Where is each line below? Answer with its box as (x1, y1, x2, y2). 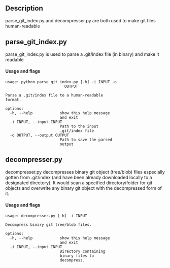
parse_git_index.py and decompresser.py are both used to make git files (5, 17, 156, 23)
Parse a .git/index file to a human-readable (5, 92, 103, 98)
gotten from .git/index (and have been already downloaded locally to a (5, 174, 152, 180)
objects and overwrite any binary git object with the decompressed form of (5, 185, 162, 191)
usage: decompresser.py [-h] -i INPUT (5, 213, 87, 218)
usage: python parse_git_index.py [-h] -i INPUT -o (5, 79, 117, 84)
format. (5, 97, 22, 102)
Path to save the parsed (59, 137, 113, 142)
